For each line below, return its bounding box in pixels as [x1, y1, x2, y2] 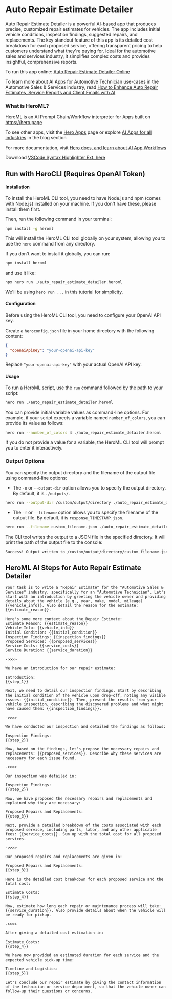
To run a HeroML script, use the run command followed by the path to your [5, 384, 163, 391]
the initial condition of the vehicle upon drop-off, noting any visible [5, 692, 166, 698]
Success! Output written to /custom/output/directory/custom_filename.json [5, 549, 170, 555]
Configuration [5, 301, 36, 307]
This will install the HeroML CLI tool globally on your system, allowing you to [5, 235, 166, 241]
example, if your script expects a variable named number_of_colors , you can [5, 415, 165, 421]
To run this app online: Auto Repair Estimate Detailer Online [5, 68, 130, 75]
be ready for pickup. [5, 912, 52, 918]
